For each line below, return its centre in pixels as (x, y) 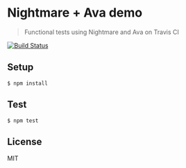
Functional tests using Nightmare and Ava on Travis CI (101, 32)
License (25, 141)
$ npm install (28, 83)
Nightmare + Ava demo (75, 13)
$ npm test (23, 120)
